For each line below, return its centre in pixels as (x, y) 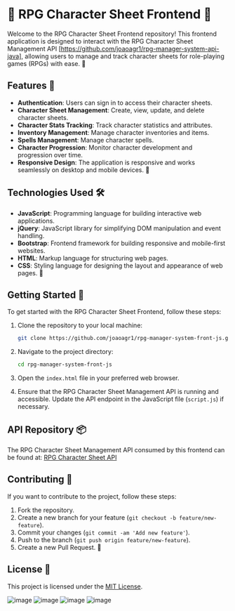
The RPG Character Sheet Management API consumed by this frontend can (116, 449)
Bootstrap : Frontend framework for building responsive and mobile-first (121, 243)
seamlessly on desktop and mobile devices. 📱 (83, 170)
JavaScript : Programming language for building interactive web (109, 213)
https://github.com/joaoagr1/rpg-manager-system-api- (140, 48)
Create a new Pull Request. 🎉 (59, 547)
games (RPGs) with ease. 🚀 (47, 63)
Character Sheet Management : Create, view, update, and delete (111, 110)
